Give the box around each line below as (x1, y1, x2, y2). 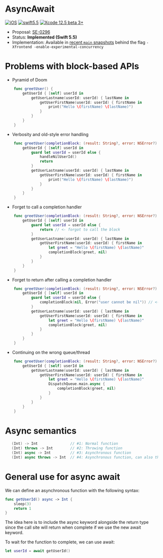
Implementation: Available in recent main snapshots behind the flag (12, 39, 146, 45)
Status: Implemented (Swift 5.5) (12, 34, 78, 40)
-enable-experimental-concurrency (33, 44, 104, 49)
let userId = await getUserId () (5, 549, 70, 554)
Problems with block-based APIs (5, 61, 139, 72)
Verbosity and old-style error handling (12, 131, 89, 137)
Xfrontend (12, 44, 33, 49)
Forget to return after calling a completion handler (12, 277, 112, 282)
